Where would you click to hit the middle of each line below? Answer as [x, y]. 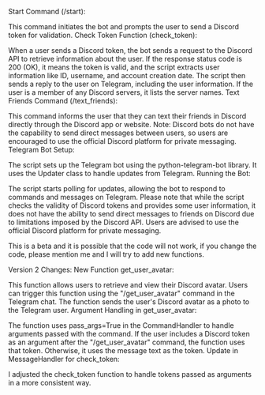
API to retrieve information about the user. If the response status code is [125, 59]
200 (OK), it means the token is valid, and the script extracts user [114, 67]
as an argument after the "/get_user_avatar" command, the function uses [127, 342]
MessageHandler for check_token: [64, 359]
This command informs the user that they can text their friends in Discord [127, 116]
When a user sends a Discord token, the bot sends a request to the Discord [130, 50]
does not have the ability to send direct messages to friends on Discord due [131, 214]
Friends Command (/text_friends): [63, 101]
